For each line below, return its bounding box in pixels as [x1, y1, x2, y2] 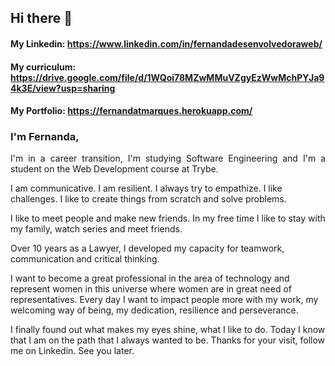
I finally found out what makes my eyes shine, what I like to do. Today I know [10, 324, 326, 336]
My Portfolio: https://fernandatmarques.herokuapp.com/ [10, 105, 253, 117]
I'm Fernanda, [10, 130, 80, 144]
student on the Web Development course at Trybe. [10, 163, 219, 175]
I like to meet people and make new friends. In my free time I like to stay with [10, 212, 326, 225]
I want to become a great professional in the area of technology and [10, 272, 290, 285]
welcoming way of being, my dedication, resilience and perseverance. [10, 304, 299, 316]
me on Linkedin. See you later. [10, 345, 135, 357]
